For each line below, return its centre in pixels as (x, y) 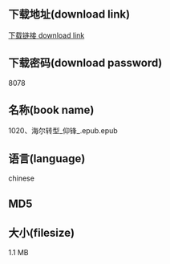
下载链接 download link (47, 35)
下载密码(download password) (85, 63)
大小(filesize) (41, 233)
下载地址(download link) (69, 14)
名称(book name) (51, 110)
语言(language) (47, 158)
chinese (21, 178)
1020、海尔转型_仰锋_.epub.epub (63, 131)
